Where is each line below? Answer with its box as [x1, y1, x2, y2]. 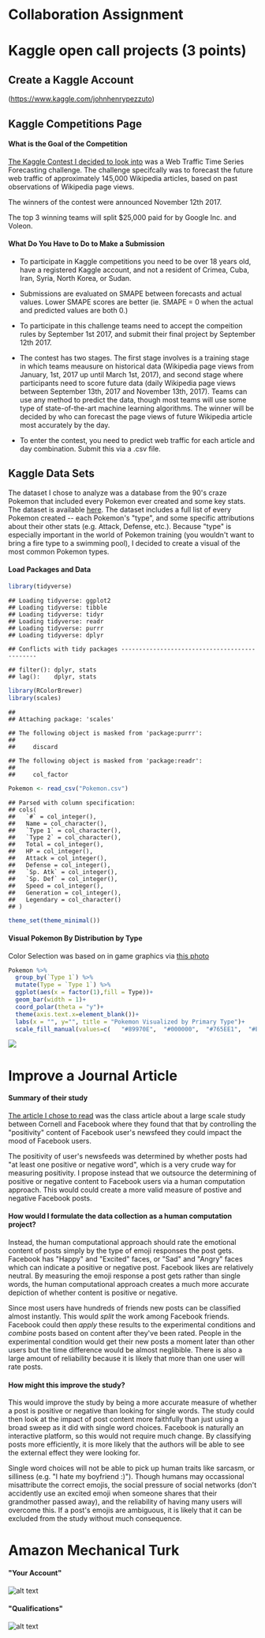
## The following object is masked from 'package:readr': [8, 757, 203, 765]
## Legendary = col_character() [8, 895, 122, 903]
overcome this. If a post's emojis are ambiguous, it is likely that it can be [8, 1505, 242, 1515]
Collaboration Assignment [8, 6, 184, 24]
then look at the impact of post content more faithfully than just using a [8, 1414, 239, 1424]
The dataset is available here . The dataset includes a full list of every [8, 505, 231, 514]
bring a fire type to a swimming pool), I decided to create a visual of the [8, 538, 241, 547]
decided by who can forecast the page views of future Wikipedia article [19, 411, 252, 421]
